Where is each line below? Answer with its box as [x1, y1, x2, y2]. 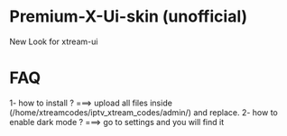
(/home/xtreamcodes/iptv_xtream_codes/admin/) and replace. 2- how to [9, 106, 278, 118]
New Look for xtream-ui [9, 36, 98, 47]
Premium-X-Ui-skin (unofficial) [9, 6, 248, 27]
